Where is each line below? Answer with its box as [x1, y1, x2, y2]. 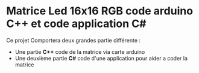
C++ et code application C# [6, 17, 147, 31]
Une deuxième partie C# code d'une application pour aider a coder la [14, 54, 188, 62]
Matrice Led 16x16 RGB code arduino [6, 4, 194, 18]
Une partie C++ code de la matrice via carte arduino [14, 48, 145, 55]
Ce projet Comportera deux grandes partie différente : [6, 36, 141, 44]
